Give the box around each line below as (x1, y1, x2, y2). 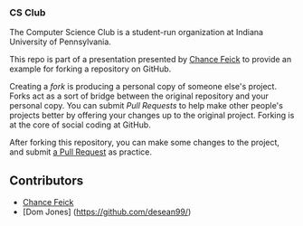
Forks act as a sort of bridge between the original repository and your (9, 90, 270, 101)
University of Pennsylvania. (9, 36, 111, 47)
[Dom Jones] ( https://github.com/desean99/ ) (22, 206, 192, 218)
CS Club (9, 6, 46, 19)
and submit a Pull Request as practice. (9, 146, 152, 157)
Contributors (9, 173, 84, 188)
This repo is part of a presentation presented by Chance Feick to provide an (9, 54, 292, 65)
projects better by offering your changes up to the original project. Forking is (9, 110, 295, 121)
